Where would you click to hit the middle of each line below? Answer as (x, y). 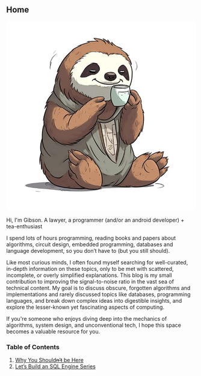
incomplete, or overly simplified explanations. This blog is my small (89, 275)
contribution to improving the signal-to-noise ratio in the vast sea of (90, 281)
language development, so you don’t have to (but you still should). (88, 250)
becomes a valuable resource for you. (53, 331)
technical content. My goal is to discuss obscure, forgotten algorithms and (98, 288)
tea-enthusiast (24, 226)
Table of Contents (33, 347)
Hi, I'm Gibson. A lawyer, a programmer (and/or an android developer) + (95, 220)
